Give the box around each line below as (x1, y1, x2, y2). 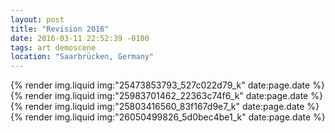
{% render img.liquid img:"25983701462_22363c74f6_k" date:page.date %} (10, 90, 323, 102)
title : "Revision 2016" (10, 24, 110, 34)
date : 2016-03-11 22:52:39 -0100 (10, 33, 150, 43)
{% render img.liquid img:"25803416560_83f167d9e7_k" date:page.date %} (10, 101, 320, 113)
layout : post (10, 14, 65, 25)
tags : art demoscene (10, 42, 97, 53)
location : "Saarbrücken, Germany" (10, 52, 155, 62)
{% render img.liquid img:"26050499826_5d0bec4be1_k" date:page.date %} (10, 111, 326, 123)
